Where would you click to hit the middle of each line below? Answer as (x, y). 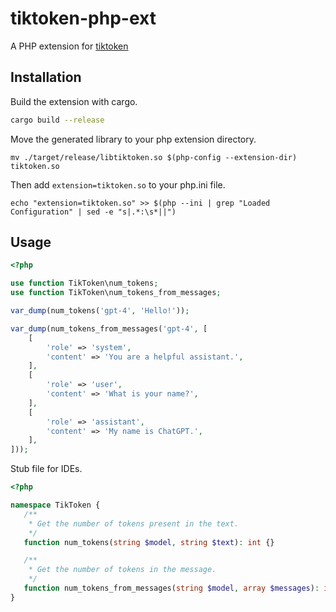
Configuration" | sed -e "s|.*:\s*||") (93, 212)
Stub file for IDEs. (46, 469)
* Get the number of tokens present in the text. (134, 523)
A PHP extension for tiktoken (69, 46)
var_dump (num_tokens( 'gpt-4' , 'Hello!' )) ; (100, 311)
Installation (46, 77)
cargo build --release (57, 120)
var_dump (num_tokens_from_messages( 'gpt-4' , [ (109, 328)
